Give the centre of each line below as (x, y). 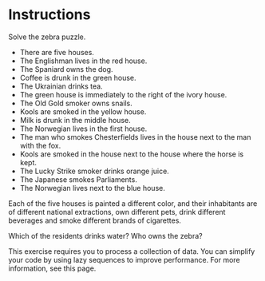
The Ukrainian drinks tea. (61, 86)
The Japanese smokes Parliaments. (78, 179)
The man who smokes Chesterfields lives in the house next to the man (135, 137)
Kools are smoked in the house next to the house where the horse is (132, 154)
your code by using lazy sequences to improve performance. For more (125, 259)
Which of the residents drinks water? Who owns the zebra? (105, 235)
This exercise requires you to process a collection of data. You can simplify (132, 251)
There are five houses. (57, 52)
